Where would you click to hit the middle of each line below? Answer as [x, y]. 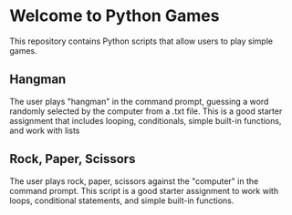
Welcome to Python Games [115, 16]
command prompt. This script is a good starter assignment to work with [144, 190]
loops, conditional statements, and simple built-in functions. [122, 200]
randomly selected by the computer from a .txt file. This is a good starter [146, 111]
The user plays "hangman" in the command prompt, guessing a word [139, 101]
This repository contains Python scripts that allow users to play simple [141, 41]
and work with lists [45, 130]
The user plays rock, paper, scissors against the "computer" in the [134, 181]
